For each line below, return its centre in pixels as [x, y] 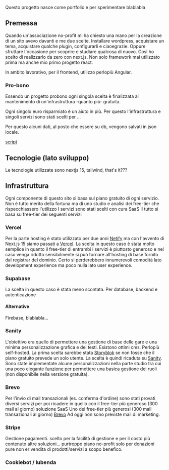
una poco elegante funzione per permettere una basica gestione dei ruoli [81, 369]
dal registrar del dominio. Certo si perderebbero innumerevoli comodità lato [83, 260]
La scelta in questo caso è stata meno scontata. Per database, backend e [81, 289]
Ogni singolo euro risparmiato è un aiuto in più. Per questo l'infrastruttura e [83, 111]
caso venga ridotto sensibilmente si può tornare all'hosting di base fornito [82, 255]
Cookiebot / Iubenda [31, 462]
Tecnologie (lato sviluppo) [47, 158]
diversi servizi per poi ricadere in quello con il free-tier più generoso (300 [81, 404]
